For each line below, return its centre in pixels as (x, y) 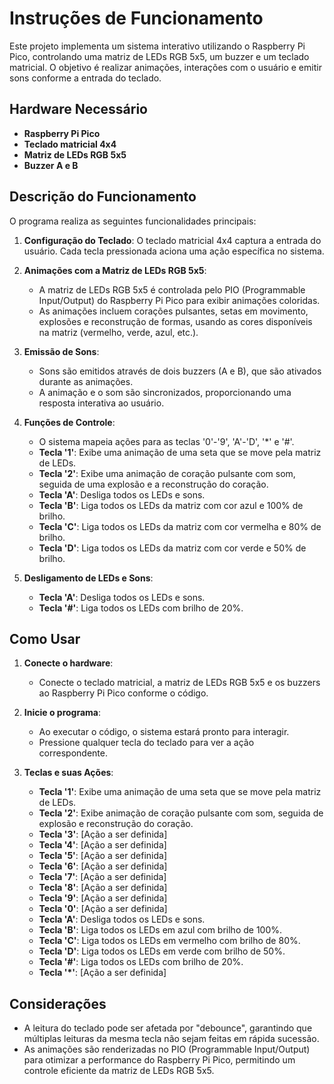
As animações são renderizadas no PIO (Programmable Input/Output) (167, 1049)
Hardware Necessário (78, 109)
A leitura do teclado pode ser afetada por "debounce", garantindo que (168, 1028)
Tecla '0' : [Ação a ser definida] (103, 909)
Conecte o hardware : (68, 663)
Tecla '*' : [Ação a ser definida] (102, 973)
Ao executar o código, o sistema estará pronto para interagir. (164, 732)
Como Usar (45, 638)
